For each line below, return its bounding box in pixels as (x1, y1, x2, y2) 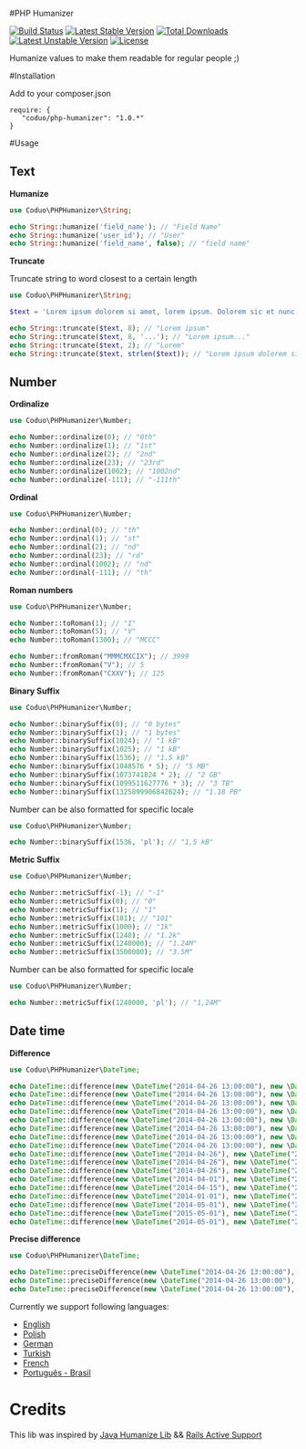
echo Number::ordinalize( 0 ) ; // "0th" (9, 433, 157, 442)
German (22, 1338, 54, 1349)
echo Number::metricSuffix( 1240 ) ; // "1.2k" (9, 930, 181, 940)
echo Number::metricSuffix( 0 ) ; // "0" (9, 897, 157, 906)
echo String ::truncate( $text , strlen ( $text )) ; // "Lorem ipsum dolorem (9, 349, 287, 358)
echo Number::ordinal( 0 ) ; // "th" (9, 526, 141, 535)
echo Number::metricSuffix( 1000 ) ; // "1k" (9, 922, 173, 931)
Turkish (22, 1348, 52, 1359)
